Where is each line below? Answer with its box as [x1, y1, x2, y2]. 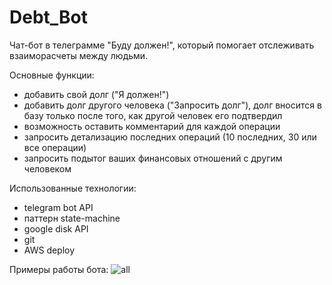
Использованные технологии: [9, 182, 137, 194]
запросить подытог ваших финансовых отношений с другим [23, 152, 283, 164]
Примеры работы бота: [9, 263, 109, 275]
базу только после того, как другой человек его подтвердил [23, 109, 283, 121]
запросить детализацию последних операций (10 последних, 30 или [23, 131, 317, 143]
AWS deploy [23, 244, 76, 256]
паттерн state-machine [23, 212, 121, 224]
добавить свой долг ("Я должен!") [23, 88, 170, 100]
